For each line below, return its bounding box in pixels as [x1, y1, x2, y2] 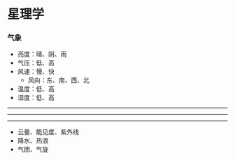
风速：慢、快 [17, 67, 55, 76]
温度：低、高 [17, 85, 55, 93]
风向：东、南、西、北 [27, 76, 90, 84]
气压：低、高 [17, 58, 55, 67]
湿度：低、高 [17, 93, 55, 102]
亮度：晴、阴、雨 [17, 50, 67, 58]
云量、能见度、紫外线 [17, 128, 79, 136]
